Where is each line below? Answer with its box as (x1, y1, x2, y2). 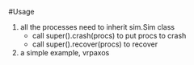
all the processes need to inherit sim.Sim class (19, 22, 175, 31)
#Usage (8, 7, 35, 16)
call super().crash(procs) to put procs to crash (32, 31, 187, 40)
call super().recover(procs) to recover (32, 39, 158, 49)
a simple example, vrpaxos (19, 48, 110, 57)
